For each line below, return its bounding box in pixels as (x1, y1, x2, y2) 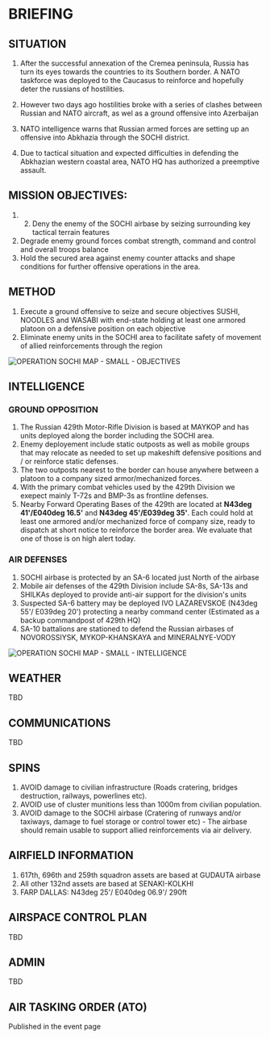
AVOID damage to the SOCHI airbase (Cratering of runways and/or (19, 808, 242, 818)
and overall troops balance (19, 244, 109, 254)
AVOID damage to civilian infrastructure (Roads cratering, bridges (19, 782, 238, 792)
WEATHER (8, 672, 62, 685)
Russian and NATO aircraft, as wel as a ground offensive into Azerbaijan (19, 108, 260, 118)
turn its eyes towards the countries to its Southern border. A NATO (19, 67, 240, 77)
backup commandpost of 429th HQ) (19, 615, 141, 625)
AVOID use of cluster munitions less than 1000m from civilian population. (19, 800, 262, 810)
